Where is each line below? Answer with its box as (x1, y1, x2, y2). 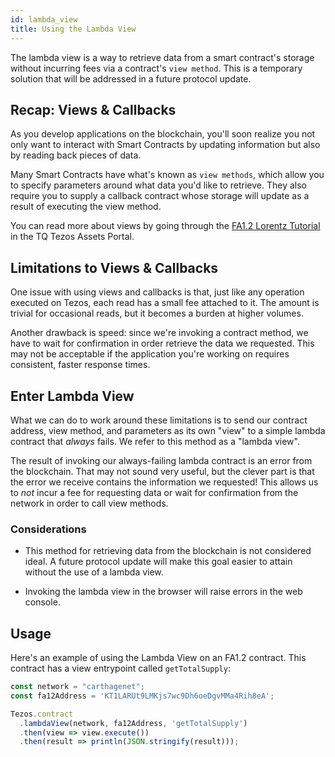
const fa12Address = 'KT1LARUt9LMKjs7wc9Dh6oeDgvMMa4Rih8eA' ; (10, 691, 275, 701)
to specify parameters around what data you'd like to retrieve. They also (10, 179, 307, 191)
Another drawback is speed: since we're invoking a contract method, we (10, 327, 309, 339)
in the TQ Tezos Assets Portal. (10, 231, 135, 243)
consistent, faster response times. (10, 359, 151, 371)
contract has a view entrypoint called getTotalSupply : (10, 662, 231, 675)
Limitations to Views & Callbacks (10, 259, 219, 276)
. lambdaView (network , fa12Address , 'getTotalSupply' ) (19, 718, 248, 728)
